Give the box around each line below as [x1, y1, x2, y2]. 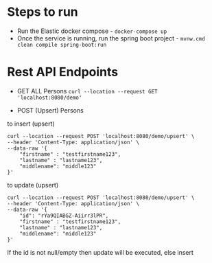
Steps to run [7, 4, 79, 20]
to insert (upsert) [7, 119, 55, 128]
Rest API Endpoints [7, 65, 119, 80]
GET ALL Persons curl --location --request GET [16, 87, 158, 95]
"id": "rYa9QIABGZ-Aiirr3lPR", [19, 212, 109, 219]
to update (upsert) [7, 181, 59, 189]
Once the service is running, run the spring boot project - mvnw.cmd [16, 34, 206, 42]
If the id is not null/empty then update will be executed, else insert [7, 248, 194, 256]
